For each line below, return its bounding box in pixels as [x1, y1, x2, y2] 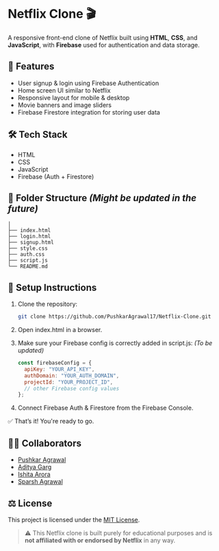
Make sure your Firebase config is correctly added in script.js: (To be [17, 339, 213, 347]
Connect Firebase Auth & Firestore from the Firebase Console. [17, 403, 194, 412]
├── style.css [8, 245, 49, 252]
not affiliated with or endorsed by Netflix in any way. [24, 536, 176, 544]
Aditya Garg [17, 463, 52, 471]
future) [8, 202, 38, 214]
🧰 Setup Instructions [8, 281, 97, 293]
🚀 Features [8, 60, 55, 73]
